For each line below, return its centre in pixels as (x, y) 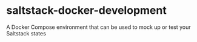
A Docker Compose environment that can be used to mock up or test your (98, 27)
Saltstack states (26, 33)
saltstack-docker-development (86, 10)
